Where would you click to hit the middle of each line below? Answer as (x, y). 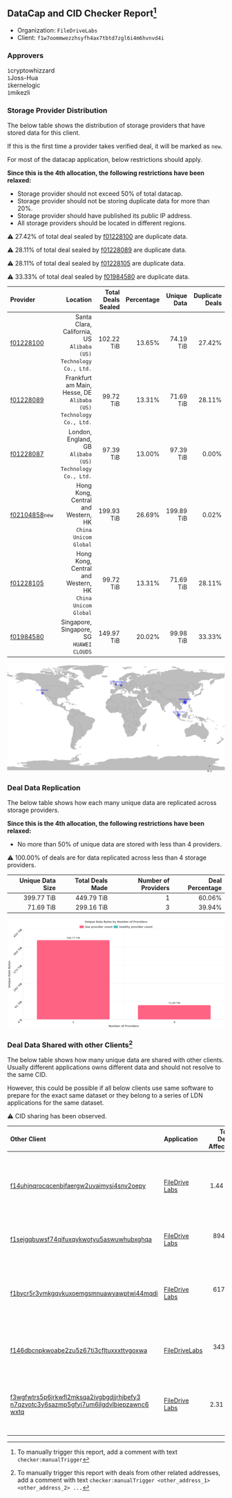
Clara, (83, 324)
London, (80, 432)
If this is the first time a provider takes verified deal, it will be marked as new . (115, 146)
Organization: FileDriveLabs (57, 30)
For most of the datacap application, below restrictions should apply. (105, 160)
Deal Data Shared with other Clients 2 (70, 1044)
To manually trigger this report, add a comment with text (97, 1452)
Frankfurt (78, 378)
